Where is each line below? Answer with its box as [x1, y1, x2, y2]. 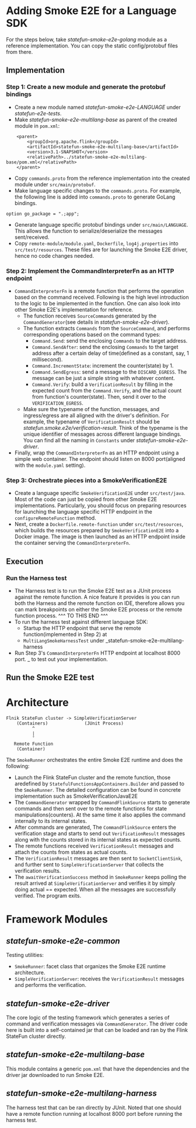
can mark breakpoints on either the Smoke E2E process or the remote [14, 606, 183, 613]
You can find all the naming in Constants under [23, 436, 135, 443]
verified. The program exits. [14, 892, 82, 900]
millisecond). [32, 356, 63, 363]
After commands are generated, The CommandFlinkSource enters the [14, 824, 177, 831]
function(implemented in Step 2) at [23, 631, 107, 638]
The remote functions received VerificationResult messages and [14, 842, 174, 850]
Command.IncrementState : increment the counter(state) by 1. [32, 362, 174, 369]
